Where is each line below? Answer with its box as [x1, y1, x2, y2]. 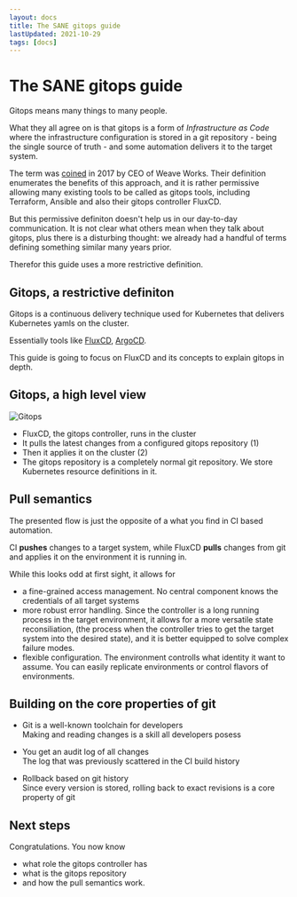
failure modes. [21, 642, 75, 653]
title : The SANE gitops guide [9, 21, 121, 30]
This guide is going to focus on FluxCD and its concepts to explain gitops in [9, 353, 285, 362]
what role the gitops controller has [21, 859, 148, 869]
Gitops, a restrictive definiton [9, 285, 175, 300]
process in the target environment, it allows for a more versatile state [21, 614, 274, 624]
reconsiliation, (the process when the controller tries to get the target [21, 623, 275, 634]
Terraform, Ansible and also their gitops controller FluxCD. [9, 196, 222, 207]
